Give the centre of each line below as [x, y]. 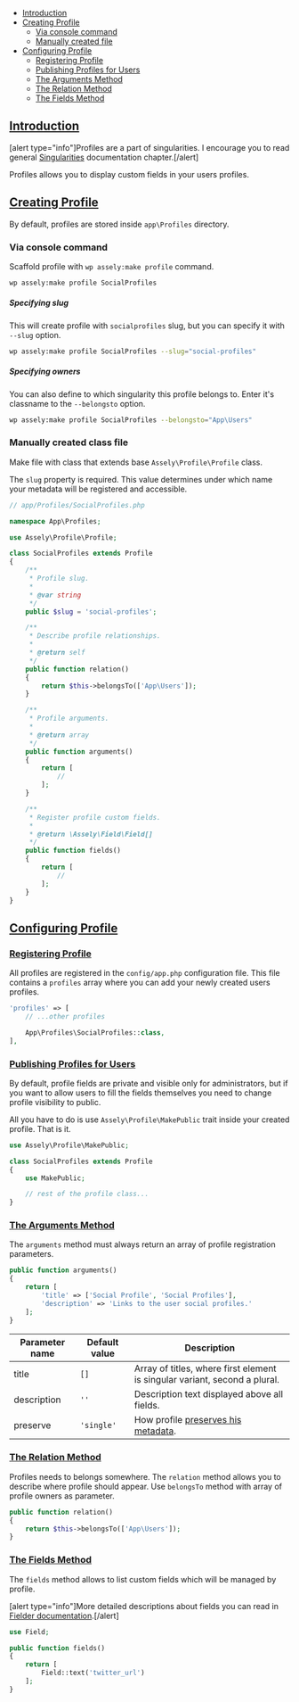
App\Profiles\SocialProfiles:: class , [95, 1033]
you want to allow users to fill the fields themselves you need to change [141, 1093]
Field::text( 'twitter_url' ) [93, 1673]
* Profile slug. [59, 579]
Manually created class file [69, 442]
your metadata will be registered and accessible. [98, 489]
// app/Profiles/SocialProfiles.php [77, 505]
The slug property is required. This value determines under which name [141, 479]
